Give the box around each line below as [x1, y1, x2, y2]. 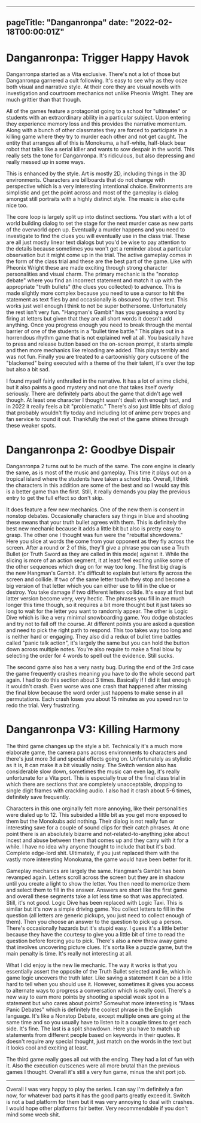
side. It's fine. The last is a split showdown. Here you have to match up [6, 1025, 181, 1032]
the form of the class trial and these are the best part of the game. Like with [6, 258, 193, 265]
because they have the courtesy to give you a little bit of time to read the [6, 931, 185, 938]
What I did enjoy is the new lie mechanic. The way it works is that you [6, 962, 178, 969]
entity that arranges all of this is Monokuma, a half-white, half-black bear [6, 139, 186, 147]
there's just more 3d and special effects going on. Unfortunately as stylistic [6, 755, 191, 762]
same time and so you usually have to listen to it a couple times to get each [6, 1019, 191, 1026]
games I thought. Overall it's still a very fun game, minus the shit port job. [6, 1069, 187, 1076]
